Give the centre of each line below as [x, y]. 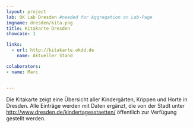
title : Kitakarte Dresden [38, 28]
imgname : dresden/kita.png [39, 23]
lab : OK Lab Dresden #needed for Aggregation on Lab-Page [79, 17]
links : [14, 45]
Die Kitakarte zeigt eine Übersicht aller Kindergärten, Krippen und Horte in [97, 99]
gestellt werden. [26, 118]
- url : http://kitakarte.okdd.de [53, 50]
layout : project [26, 12]
